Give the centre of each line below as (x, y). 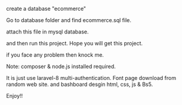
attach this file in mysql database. (47, 32)
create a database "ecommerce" (46, 9)
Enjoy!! (15, 96)
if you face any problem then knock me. (55, 55)
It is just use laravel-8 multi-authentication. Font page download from (91, 78)
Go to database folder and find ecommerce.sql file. (69, 20)
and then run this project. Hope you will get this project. (75, 43)
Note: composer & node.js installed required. (61, 66)
